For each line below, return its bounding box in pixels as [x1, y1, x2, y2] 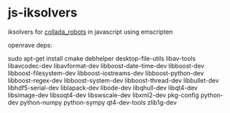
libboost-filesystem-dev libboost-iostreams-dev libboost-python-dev [8, 69, 204, 77]
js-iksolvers [8, 5, 78, 21]
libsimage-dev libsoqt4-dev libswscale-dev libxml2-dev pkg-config [8, 91, 199, 99]
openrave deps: [8, 41, 52, 49]
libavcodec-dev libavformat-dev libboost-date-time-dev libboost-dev [8, 61, 205, 70]
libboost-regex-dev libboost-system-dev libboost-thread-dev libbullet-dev [8, 76, 219, 84]
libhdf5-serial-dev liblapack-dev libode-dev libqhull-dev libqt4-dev [8, 83, 198, 92]
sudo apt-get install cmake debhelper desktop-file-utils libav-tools [8, 54, 196, 63]
